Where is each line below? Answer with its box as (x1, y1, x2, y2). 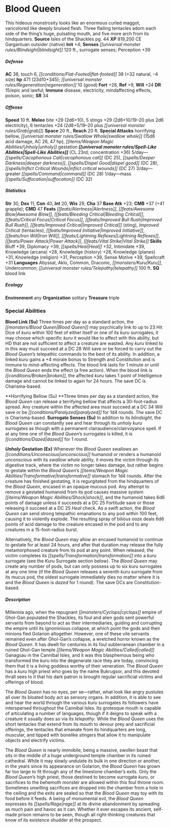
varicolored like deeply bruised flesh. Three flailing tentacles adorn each (5, 25, 156, 31)
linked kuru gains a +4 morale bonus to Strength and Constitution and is (5, 356, 155, 362)
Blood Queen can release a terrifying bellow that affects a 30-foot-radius (5, 398, 157, 405)
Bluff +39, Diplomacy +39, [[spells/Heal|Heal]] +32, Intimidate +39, (5, 243, 146, 250)
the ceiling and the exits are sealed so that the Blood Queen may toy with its (5, 790, 163, 796)
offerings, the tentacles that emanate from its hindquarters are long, (5, 727, 147, 733)
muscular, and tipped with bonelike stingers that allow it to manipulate (5, 732, 151, 738)
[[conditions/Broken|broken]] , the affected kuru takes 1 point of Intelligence (5, 372, 162, 379)
